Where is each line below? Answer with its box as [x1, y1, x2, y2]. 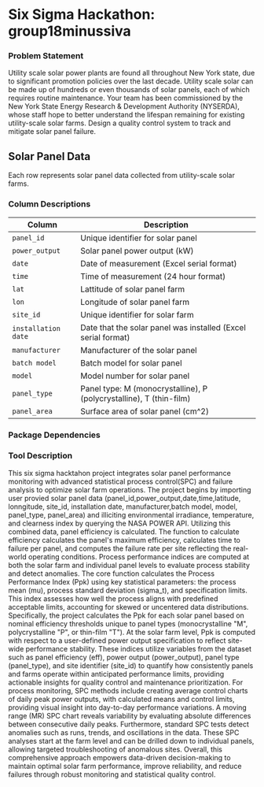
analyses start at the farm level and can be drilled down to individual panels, [8, 736, 255, 745]
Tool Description [8, 451, 73, 462]
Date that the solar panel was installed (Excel [80, 321, 246, 332]
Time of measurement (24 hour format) [80, 270, 226, 281]
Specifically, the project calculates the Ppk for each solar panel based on [8, 611, 245, 620]
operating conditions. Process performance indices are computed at [27, 551, 250, 561]
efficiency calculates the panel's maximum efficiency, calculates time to [8, 535, 241, 544]
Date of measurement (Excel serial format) [80, 258, 237, 269]
